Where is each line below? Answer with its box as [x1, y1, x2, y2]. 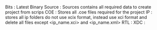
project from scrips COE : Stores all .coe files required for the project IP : [5, 9, 153, 15]
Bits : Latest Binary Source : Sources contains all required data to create [5, 4, 152, 10]
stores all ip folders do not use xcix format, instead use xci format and [5, 15, 147, 20]
